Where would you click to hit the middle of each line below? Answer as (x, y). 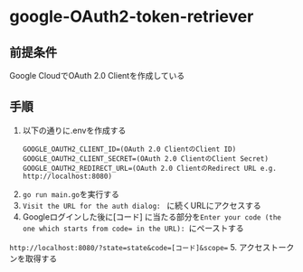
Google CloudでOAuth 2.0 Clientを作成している (97, 75)
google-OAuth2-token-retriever (132, 17)
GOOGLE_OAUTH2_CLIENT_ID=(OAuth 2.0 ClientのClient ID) (129, 149)
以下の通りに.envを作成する (74, 130)
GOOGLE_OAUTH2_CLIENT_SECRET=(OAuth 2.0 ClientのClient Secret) (146, 159)
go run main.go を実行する (71, 194)
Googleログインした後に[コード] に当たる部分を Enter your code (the (152, 216)
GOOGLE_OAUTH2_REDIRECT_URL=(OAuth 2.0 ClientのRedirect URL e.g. (150, 168)
